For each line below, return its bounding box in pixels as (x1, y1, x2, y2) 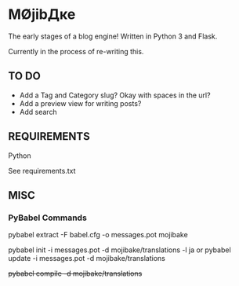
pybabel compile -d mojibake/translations (8, 269, 143, 278)
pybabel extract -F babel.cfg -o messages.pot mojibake (8, 230, 188, 240)
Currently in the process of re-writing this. (8, 46, 144, 56)
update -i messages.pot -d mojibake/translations (8, 254, 166, 263)
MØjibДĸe (8, 5, 76, 24)
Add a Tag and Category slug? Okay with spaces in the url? (19, 90, 211, 100)
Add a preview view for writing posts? (19, 98, 142, 108)
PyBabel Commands (8, 212, 88, 223)
